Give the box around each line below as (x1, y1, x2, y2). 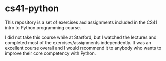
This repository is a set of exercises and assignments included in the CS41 (5, 19, 158, 25)
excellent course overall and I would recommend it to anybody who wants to (5, 45, 162, 51)
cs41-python (5, 3, 59, 14)
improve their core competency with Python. (5, 50, 96, 56)
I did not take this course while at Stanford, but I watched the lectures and (5, 34, 157, 40)
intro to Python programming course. (5, 24, 81, 30)
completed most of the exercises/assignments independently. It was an (5, 39, 151, 45)
